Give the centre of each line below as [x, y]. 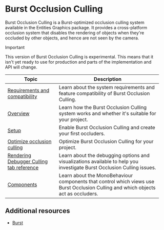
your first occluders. [82, 133]
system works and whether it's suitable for [107, 113]
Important [15, 47]
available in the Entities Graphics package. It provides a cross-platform [76, 27]
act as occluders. [79, 194]
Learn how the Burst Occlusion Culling [103, 107]
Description [108, 79]
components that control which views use [107, 181]
